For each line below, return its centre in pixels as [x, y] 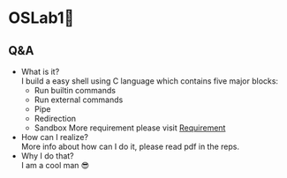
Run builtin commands [75, 90]
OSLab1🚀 [42, 18]
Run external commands [79, 100]
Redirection [55, 119]
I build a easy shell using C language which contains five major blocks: [150, 81]
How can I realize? [55, 137]
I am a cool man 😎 [55, 165]
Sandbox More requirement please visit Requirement [130, 128]
